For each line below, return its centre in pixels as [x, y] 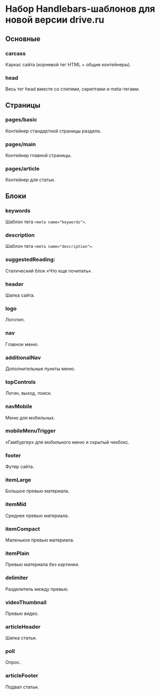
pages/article [23, 169]
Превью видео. [22, 613]
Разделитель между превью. [37, 589]
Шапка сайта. [20, 295]
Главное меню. [22, 344]
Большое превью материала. [37, 491]
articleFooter [22, 675]
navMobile [19, 407]
